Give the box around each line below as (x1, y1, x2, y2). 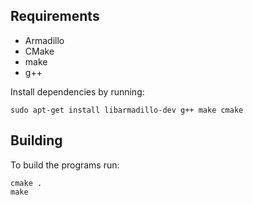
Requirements (10, 8, 100, 25)
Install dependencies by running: (10, 85, 145, 98)
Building (10, 132, 63, 149)
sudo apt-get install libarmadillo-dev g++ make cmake (10, 105, 244, 115)
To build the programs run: (10, 159, 120, 171)
